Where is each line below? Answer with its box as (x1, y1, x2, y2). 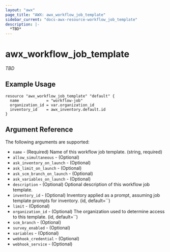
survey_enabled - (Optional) (12, 224, 70, 231)
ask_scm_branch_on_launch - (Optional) (12, 170, 93, 177)
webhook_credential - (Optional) (12, 235, 80, 241)
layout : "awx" (5, 7, 36, 13)
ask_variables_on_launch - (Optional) (12, 175, 91, 182)
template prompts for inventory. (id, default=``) (12, 197, 110, 204)
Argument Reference (5, 125, 73, 134)
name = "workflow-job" (10, 98, 83, 103)
